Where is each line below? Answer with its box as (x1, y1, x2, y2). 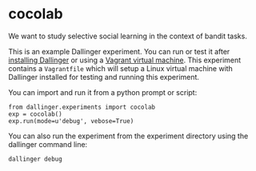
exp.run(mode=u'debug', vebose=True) (8, 117, 134, 125)
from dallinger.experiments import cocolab (8, 103, 156, 111)
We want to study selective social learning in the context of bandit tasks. (8, 31, 248, 41)
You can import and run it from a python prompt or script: (8, 87, 198, 97)
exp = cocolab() (8, 109, 62, 118)
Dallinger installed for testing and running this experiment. (8, 72, 200, 82)
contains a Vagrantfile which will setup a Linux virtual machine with (8, 63, 234, 73)
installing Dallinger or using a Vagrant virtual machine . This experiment (8, 55, 242, 65)
